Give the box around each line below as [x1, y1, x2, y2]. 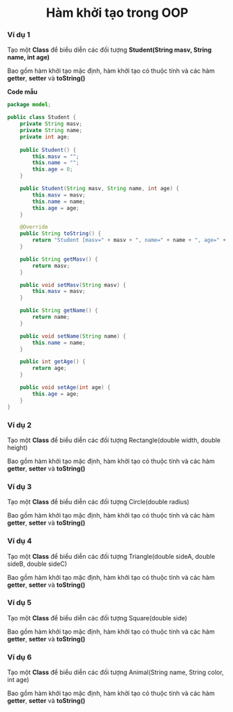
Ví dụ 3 [7, 481, 32, 491]
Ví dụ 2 [7, 420, 32, 429]
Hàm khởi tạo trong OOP [45, 5, 189, 21]
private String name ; [20, 127, 82, 134]
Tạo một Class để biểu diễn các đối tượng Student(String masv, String [7, 45, 212, 54]
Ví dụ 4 [7, 536, 32, 546]
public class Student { [7, 114, 77, 121]
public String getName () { [20, 307, 98, 314]
